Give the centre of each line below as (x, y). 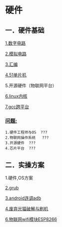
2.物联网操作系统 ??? (27, 138)
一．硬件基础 (25, 30)
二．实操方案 (25, 165)
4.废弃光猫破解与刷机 (27, 209)
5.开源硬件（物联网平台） (31, 86)
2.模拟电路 (16, 54)
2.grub (12, 188)
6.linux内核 (16, 96)
